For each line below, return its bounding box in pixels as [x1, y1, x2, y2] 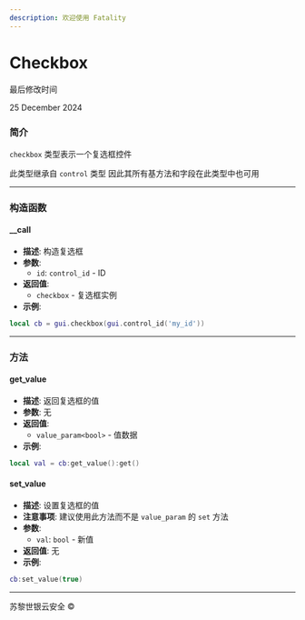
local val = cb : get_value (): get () [9, 458, 141, 468]
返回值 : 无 [22, 545, 60, 556]
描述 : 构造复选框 [22, 245, 84, 256]
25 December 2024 [9, 102, 84, 113]
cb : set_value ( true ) [9, 575, 84, 585]
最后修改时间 [9, 84, 57, 95]
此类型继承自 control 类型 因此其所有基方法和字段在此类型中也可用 [9, 167, 260, 178]
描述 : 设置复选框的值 [22, 500, 100, 511]
